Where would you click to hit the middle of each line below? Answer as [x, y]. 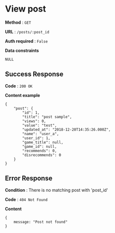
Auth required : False [26, 41]
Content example [23, 95]
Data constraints [22, 50]
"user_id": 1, [36, 138]
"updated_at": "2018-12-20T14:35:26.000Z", [66, 129]
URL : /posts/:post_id [27, 31]
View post [26, 9]
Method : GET [18, 22]
